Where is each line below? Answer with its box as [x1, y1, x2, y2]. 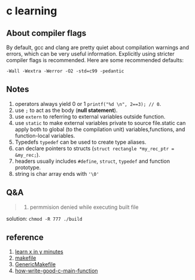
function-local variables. [14, 132, 75, 139]
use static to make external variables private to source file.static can [14, 119, 186, 126]
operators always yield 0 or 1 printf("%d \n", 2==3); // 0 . [14, 100, 162, 107]
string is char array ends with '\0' [14, 170, 100, 177]
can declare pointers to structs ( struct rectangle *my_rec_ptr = [14, 145, 175, 152]
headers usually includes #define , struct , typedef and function [14, 157, 170, 165]
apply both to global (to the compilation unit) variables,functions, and [14, 126, 185, 133]
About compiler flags [6, 28, 87, 38]
